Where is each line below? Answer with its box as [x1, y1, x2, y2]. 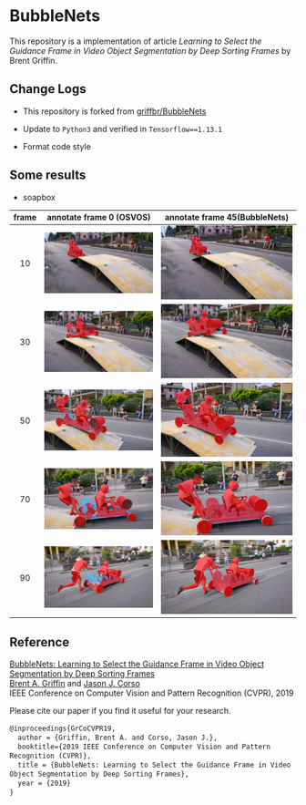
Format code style [22, 140, 91, 151]
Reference [9, 635, 70, 650]
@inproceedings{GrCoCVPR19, [9, 724, 117, 734]
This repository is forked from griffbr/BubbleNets [22, 106, 207, 117]
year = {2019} [17, 779, 71, 789]
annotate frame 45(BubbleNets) [164, 212, 290, 223]
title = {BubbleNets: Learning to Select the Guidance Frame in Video [17, 760, 291, 770]
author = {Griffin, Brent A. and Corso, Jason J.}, [17, 733, 219, 743]
